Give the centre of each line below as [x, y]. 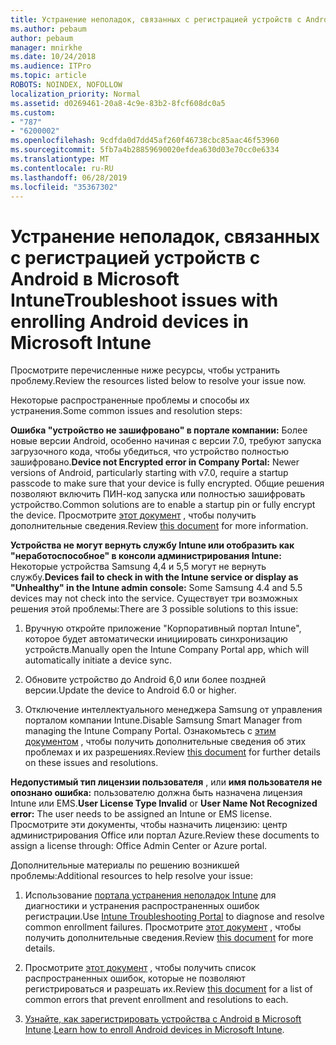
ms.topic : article [48, 76]
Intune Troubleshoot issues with [144, 300]
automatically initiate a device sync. [98, 660]
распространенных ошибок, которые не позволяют [135, 978]
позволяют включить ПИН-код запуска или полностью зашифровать [158, 494]
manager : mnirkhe [46, 47]
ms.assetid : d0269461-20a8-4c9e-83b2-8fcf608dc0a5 [118, 103]
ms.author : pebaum [48, 29]
